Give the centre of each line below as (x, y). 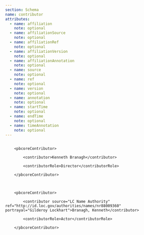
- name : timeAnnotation (34, 125)
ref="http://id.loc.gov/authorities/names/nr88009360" (63, 206)
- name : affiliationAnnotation (42, 61)
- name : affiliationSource (38, 33)
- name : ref (22, 79)
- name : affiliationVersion (39, 51)
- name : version (26, 88)
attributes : (17, 19)
